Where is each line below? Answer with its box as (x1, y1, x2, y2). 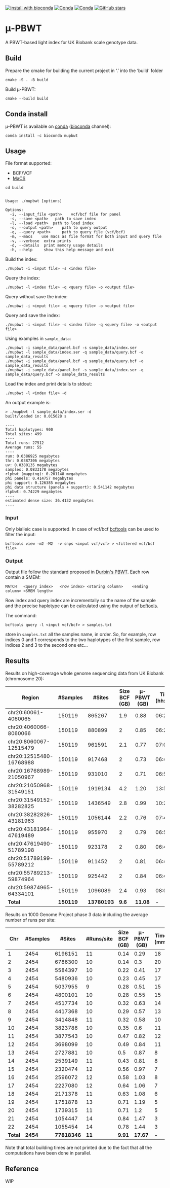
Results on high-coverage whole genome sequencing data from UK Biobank (5, 670, 164, 676)
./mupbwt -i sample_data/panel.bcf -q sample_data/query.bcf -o (5, 359, 144, 364)
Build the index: (5, 256, 38, 262)
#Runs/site (86, 935, 113, 942)
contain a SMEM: (5, 574, 41, 580)
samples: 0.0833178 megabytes (5, 467, 69, 472)
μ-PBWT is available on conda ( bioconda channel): (5, 123, 111, 129)
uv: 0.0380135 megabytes (5, 463, 58, 468)
